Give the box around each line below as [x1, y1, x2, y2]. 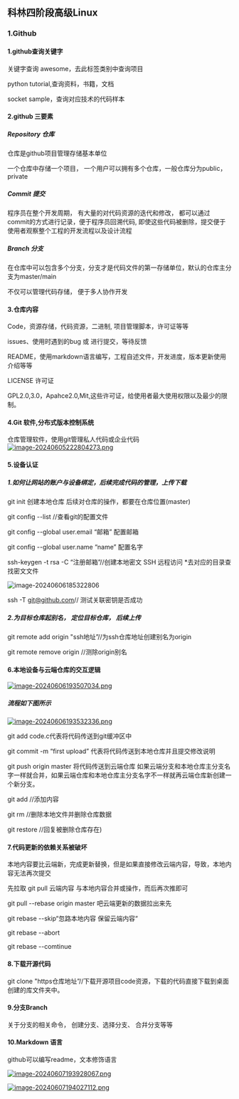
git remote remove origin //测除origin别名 [7, 647, 128, 656]
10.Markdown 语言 [7, 1038, 63, 1046]
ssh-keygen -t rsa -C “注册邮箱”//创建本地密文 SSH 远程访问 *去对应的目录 [7, 557, 225, 566]
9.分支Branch [7, 1003, 48, 1012]
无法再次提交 [13, 869, 51, 878]
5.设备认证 [7, 461, 39, 469]
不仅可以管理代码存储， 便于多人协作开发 [7, 288, 128, 296]
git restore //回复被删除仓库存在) [7, 825, 102, 834]
